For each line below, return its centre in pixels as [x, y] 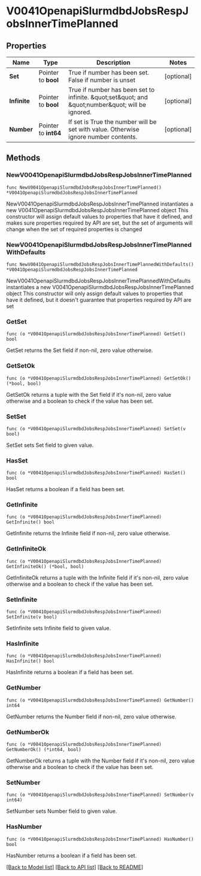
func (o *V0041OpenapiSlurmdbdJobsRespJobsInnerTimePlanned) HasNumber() [100, 839]
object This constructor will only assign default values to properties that [95, 293]
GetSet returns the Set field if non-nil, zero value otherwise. [80, 350]
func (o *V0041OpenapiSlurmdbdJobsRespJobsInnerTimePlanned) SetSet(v [96, 428]
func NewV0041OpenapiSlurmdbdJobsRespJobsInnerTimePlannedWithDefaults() [100, 264]
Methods [23, 158]
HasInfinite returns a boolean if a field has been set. [70, 672]
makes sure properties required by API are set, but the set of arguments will [99, 223]
